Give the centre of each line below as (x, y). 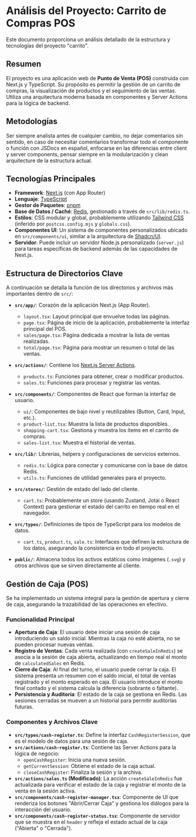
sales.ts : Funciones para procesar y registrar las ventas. (92, 383)
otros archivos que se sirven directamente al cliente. (78, 565)
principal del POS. (45, 329)
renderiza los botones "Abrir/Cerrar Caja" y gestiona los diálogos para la (102, 803)
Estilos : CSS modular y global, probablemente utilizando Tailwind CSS (99, 218)
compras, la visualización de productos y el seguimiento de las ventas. (91, 90)
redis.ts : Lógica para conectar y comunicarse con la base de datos (105, 465)
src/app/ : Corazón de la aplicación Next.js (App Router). (82, 305)
